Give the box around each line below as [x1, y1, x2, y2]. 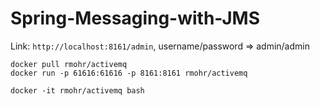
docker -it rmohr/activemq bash [10, 85, 145, 96]
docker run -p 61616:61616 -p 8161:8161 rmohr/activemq [10, 68, 248, 78]
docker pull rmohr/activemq [10, 59, 128, 69]
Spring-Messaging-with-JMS [10, 7, 260, 30]
